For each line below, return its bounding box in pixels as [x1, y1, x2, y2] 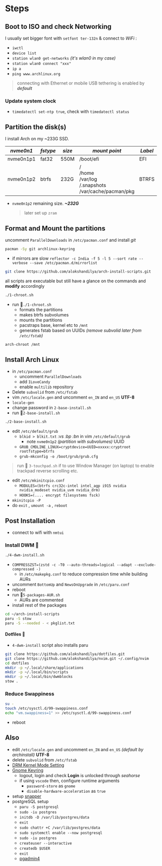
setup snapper [12, 793, 41, 799]
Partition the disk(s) [5, 123, 67, 131]
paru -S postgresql [19, 804, 59, 809]
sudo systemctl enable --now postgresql [19, 830, 103, 835]
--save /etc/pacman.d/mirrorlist [30, 260, 97, 265]
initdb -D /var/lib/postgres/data [19, 815, 90, 820]
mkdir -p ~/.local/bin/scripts [5, 670, 69, 675]
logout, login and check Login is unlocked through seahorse [19, 772, 140, 778]
